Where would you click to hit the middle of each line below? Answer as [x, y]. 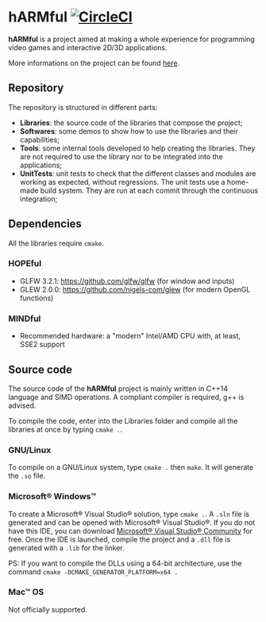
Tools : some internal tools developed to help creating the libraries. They [137, 148]
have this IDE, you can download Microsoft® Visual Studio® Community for [130, 530]
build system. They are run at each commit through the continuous [149, 190]
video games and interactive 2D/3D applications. [88, 47]
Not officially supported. [48, 609]
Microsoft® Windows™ [52, 496]
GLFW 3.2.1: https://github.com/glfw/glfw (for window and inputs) [127, 281]
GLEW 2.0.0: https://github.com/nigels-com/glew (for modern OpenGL [135, 289]
